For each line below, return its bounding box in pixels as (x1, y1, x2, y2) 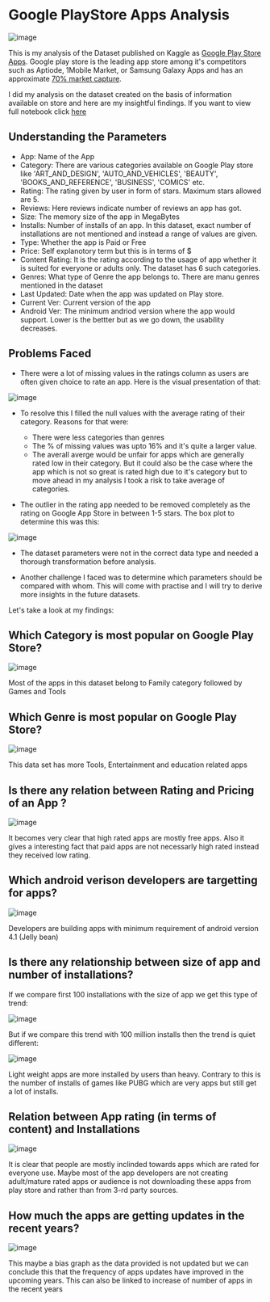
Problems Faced (8, 347, 92, 360)
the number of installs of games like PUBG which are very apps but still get (8, 1077, 257, 1088)
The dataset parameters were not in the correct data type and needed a (19, 548, 260, 558)
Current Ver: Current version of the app (19, 297, 152, 307)
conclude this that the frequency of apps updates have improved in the (8, 1267, 244, 1277)
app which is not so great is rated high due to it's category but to (31, 466, 247, 476)
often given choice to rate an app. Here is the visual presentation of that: (19, 377, 261, 386)
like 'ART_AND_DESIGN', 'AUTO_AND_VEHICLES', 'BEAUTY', (19, 168, 218, 179)
